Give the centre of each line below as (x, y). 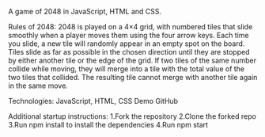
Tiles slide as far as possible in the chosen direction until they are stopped (129, 52)
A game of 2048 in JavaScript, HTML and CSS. (85, 11)
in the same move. (38, 86)
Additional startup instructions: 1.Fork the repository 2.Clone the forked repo (132, 116)
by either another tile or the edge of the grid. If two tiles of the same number (132, 60)
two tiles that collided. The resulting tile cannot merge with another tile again (133, 77)
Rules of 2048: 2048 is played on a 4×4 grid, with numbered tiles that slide (131, 27)
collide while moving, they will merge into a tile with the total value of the (127, 69)
